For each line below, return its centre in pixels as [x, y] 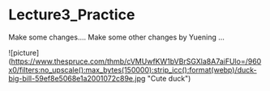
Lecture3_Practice [72, 15]
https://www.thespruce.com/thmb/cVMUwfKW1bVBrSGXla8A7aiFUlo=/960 [136, 61]
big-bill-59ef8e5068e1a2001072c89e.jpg [77, 78]
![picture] [24, 52]
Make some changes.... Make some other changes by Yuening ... [117, 37]
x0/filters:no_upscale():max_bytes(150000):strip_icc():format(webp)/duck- [133, 69]
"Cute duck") [169, 78]
